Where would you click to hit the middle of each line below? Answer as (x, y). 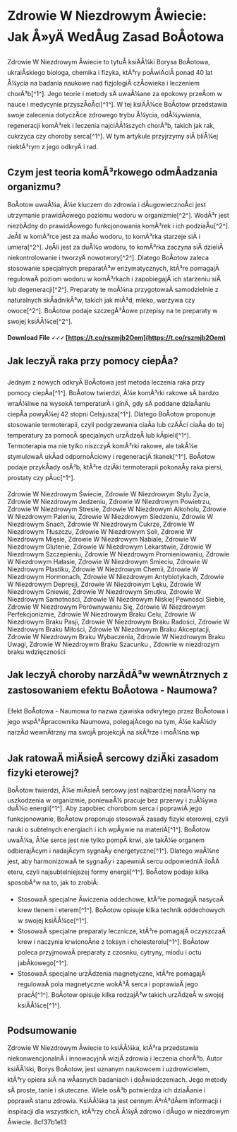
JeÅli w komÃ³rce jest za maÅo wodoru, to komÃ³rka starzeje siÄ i (104, 236)
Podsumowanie (42, 1031)
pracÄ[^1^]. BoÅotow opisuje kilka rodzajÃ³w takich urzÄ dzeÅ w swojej (121, 995)
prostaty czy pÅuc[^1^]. (41, 477)
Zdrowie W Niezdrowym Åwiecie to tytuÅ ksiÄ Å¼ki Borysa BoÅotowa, (109, 62)
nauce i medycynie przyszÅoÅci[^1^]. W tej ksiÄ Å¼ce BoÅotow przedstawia (117, 104)
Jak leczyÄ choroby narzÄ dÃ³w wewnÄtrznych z (118, 675)
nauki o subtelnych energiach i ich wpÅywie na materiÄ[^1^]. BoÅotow (109, 829)
